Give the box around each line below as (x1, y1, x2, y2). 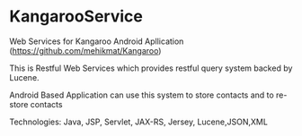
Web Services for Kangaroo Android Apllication (9, 36, 184, 47)
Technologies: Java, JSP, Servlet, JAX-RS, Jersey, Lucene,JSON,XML (9, 116, 268, 127)
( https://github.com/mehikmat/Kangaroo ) (9, 45, 162, 55)
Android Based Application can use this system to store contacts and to (9, 89, 274, 100)
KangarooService (9, 6, 144, 27)
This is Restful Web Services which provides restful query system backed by (9, 63, 293, 73)
